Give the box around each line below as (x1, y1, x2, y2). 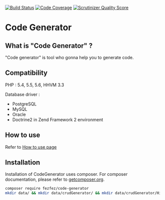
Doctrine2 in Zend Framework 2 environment (12, 116, 103, 123)
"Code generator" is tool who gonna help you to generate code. (5, 55, 134, 60)
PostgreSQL (12, 101, 37, 107)
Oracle (12, 111, 26, 117)
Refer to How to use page (5, 144, 57, 150)
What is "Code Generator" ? (5, 41, 93, 50)
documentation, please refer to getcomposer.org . (5, 176, 105, 182)
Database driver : (5, 91, 40, 97)
